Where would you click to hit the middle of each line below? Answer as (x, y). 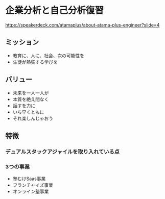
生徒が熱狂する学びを (35, 62)
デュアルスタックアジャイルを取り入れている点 (63, 152)
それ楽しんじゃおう (33, 118)
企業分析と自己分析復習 (55, 10)
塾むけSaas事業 (29, 179)
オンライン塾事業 (31, 191)
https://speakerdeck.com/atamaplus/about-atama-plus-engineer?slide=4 (82, 25)
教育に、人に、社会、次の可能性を (48, 55)
